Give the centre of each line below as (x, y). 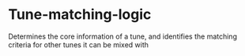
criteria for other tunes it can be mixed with (78, 44)
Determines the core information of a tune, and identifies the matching (122, 36)
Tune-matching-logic (80, 15)
